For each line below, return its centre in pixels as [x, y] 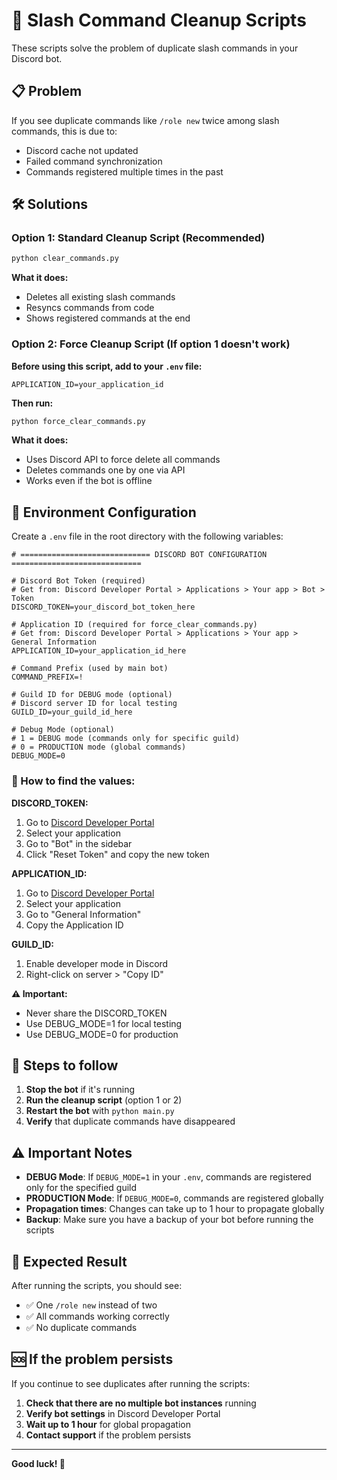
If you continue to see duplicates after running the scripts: [131, 1383]
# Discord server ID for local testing [94, 704]
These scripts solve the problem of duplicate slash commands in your [155, 48]
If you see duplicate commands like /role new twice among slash [145, 120]
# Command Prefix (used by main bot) [90, 669]
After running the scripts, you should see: [97, 1286]
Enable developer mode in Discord [97, 963]
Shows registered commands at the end [108, 318]
